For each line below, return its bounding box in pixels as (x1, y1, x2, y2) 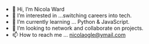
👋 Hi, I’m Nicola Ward (11, 6, 65, 12)
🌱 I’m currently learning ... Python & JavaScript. (11, 18, 130, 25)
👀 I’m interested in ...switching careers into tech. (11, 12, 132, 19)
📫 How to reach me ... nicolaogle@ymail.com (11, 32, 126, 38)
